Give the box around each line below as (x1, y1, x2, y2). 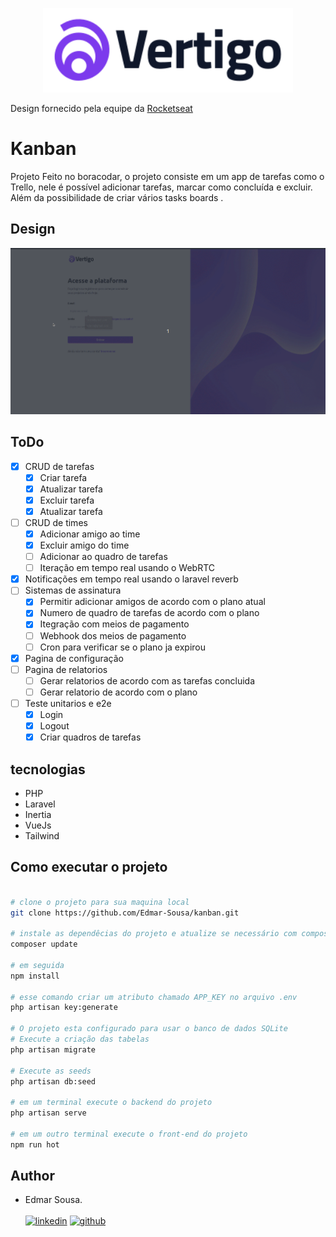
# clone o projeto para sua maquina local (10, 897, 190, 907)
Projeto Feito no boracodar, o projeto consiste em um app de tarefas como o (10, 170, 325, 182)
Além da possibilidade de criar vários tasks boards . (10, 191, 224, 203)
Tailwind (24, 829, 60, 842)
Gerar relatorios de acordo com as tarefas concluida (39, 674, 256, 687)
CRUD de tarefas (24, 460, 95, 472)
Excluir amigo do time (39, 539, 130, 552)
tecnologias (10, 761, 86, 778)
